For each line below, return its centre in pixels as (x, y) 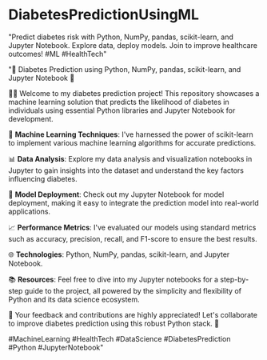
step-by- (234, 279)
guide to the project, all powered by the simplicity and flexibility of (133, 290)
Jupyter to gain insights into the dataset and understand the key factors (126, 170)
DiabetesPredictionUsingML (104, 15)
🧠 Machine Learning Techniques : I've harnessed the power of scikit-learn (131, 134)
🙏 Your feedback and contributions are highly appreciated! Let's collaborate (133, 314)
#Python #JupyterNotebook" (56, 347)
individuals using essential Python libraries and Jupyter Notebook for (122, 110)
